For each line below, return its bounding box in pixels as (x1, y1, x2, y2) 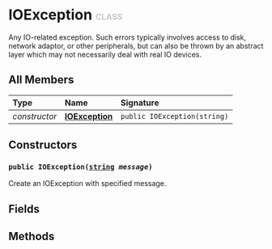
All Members (8, 73, 74, 87)
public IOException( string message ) (8, 162, 153, 171)
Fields (8, 202, 40, 216)
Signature (120, 97, 159, 108)
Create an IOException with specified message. (8, 179, 167, 188)
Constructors (8, 138, 78, 152)
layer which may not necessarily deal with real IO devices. (8, 49, 202, 59)
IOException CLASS (8, 6, 123, 24)
